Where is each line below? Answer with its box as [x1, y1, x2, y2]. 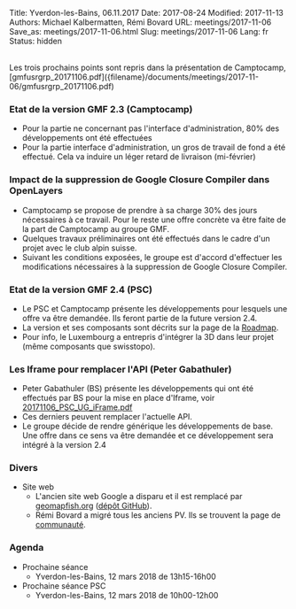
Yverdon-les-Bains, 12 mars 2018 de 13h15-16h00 [35, 571, 217, 582]
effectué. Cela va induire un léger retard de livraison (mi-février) [21, 151, 256, 162]
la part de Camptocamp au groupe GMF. [21, 223, 170, 234]
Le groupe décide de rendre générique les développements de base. [21, 420, 273, 432]
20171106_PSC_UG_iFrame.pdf [21, 402, 133, 412]
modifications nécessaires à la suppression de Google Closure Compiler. [21, 261, 288, 272]
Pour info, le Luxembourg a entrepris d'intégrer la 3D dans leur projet [21, 331, 275, 342]
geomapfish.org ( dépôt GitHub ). [35, 500, 152, 512]
